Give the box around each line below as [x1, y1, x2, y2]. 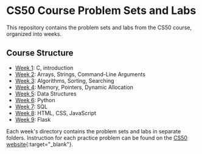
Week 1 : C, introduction [15, 64, 74, 71]
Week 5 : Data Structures [15, 89, 77, 97]
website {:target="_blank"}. [6, 141, 74, 148]
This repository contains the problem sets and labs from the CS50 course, [6, 24, 192, 31]
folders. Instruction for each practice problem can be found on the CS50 [6, 134, 187, 141]
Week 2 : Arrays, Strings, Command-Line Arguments [15, 71, 146, 78]
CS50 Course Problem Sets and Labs [6, 4, 197, 18]
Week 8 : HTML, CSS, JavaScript [15, 109, 96, 116]
